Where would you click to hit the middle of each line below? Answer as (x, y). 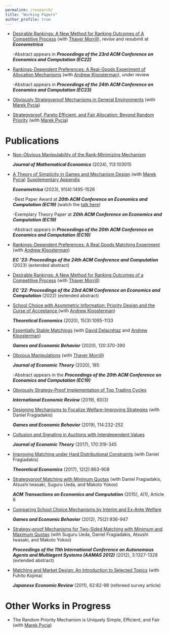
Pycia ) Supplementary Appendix (46, 179)
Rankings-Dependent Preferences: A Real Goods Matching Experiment (86, 245)
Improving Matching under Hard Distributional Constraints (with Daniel (86, 454)
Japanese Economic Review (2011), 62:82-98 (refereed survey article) (87, 585)
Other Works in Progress (58, 606)
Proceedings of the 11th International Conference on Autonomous (83, 550)
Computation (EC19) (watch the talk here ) (57, 205)
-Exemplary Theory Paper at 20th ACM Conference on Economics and (87, 214)
